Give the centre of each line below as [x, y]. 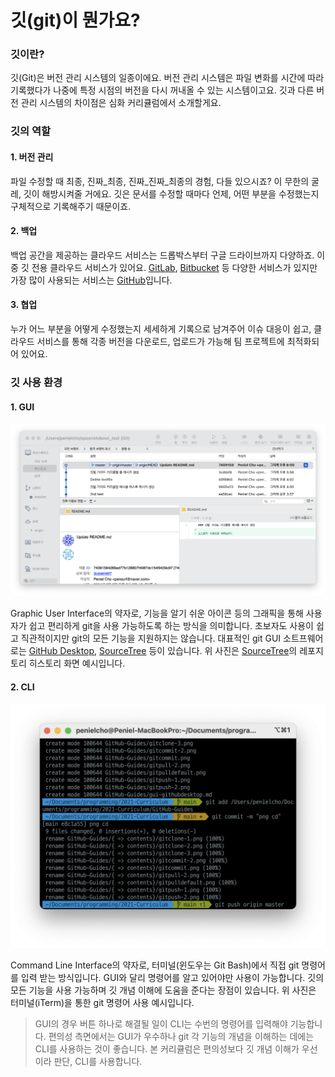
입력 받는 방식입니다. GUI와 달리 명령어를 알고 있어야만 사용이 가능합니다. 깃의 [172, 978]
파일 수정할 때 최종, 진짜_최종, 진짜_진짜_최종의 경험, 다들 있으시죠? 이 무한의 [160, 181]
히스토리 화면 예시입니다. [77, 663]
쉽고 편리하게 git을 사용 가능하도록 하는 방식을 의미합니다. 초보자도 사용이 [171, 626]
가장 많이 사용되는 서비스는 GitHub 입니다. [91, 280]
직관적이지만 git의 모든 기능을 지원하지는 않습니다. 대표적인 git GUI [151, 638]
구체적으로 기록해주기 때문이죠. [71, 206]
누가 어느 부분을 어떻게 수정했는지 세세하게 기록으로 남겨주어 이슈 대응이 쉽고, [161, 329]
